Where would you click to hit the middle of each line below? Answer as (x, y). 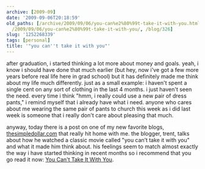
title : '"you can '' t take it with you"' (59, 46)
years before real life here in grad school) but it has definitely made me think (102, 76)
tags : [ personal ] (28, 40)
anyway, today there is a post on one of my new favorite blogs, (85, 127)
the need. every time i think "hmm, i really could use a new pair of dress (97, 96)
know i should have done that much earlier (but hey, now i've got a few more (103, 70)
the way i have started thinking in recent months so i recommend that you (99, 153)
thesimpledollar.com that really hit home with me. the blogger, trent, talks (98, 133)
